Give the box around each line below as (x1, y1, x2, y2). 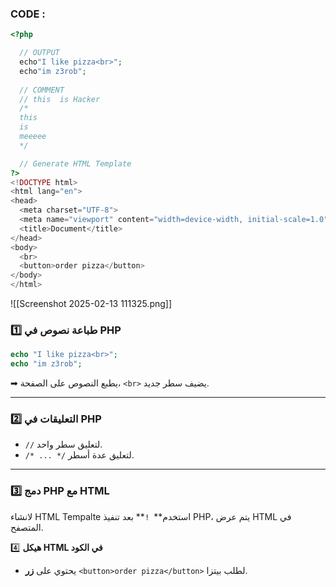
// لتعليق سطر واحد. (24, 438, 103, 451)
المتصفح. (10, 521, 44, 533)
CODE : (10, 7, 46, 21)
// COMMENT (19, 85, 65, 95)
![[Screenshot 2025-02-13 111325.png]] (10, 298, 173, 310)
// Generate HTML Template (19, 158, 132, 169)
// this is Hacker (19, 94, 101, 104)
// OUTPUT (19, 48, 60, 58)
